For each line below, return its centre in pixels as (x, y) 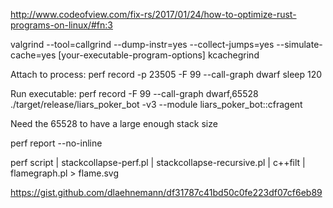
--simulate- (299, 44)
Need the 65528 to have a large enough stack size (114, 123)
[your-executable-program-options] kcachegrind (159, 55)
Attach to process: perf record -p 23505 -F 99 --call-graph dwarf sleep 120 (166, 74)
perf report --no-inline (56, 143)
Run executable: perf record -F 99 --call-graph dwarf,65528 (134, 93)
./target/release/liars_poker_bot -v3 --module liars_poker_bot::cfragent (156, 104)
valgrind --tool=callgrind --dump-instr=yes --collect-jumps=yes (142, 44)
